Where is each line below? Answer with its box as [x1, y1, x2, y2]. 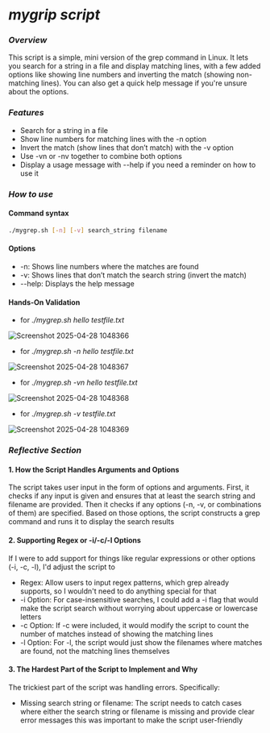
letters [19, 611, 42, 622]
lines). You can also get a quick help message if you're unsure [41, 78, 247, 88]
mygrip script [8, 6, 101, 24]
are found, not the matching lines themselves [19, 646, 171, 656]
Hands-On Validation [8, 297, 81, 307]
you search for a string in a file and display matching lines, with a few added [8, 61, 261, 71]
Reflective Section [8, 445, 82, 456]
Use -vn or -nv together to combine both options [19, 151, 183, 160]
